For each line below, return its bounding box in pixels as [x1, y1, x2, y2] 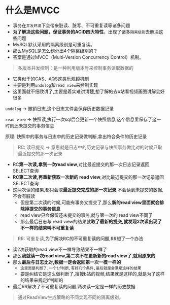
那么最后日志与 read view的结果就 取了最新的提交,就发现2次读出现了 [20, 218, 162, 224]
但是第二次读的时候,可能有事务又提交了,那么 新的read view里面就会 [20, 199, 160, 206]
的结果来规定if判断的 [20, 277, 63, 283]
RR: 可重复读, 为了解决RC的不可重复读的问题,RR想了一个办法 [17, 235, 144, 242]
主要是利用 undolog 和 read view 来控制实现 [12, 82, 98, 88]
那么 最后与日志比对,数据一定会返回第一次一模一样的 [12, 259, 121, 265]
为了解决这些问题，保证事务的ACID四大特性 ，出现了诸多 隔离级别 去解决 [12, 28, 159, 35]
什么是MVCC [5, 5, 60, 16]
